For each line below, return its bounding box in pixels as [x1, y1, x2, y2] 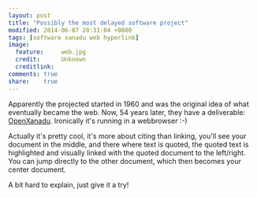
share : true [8, 77, 58, 85]
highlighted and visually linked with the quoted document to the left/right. [8, 147, 246, 158]
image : [8, 41, 30, 49]
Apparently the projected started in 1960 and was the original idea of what [8, 99, 250, 109]
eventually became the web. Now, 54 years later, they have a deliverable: [8, 107, 246, 117]
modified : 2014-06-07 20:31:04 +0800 [8, 26, 132, 34]
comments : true [8, 70, 58, 78]
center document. [8, 165, 66, 174]
